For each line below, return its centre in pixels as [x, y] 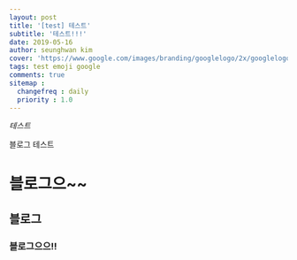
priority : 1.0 [45, 99]
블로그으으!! [33, 246]
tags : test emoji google [55, 67]
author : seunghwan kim [51, 50]
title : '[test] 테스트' [50, 26]
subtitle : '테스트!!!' [48, 34]
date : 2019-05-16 [41, 42]
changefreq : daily [53, 91]
